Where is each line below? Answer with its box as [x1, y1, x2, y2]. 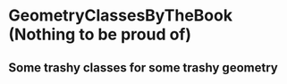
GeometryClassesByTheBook [8, 5, 233, 26]
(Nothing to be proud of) [8, 24, 192, 45]
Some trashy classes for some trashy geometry [8, 60, 278, 75]
